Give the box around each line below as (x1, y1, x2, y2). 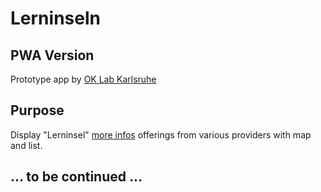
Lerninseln (10, 7, 101, 30)
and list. (10, 139, 43, 151)
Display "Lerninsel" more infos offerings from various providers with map (10, 128, 312, 141)
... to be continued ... (10, 168, 143, 186)
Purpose (10, 102, 65, 119)
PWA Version (10, 47, 95, 64)
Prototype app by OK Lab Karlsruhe (10, 73, 157, 85)
